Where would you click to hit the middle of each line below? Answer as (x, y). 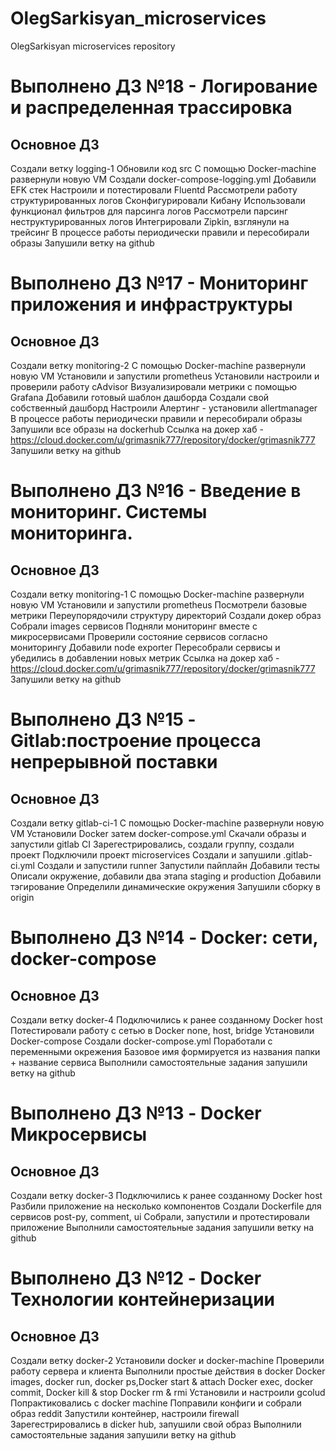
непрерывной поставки (114, 762)
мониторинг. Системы (109, 512)
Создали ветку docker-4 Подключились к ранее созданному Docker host (166, 1019)
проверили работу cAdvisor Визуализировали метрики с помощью (154, 386)
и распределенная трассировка (151, 108)
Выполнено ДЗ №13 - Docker (136, 1113)
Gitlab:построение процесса (136, 741)
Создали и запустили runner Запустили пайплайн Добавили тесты (178, 865)
